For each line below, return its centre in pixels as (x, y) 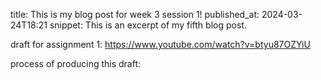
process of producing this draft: (76, 63)
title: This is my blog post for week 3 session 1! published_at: (135, 14)
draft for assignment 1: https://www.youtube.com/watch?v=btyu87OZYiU (160, 44)
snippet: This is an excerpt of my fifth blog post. (148, 25)
